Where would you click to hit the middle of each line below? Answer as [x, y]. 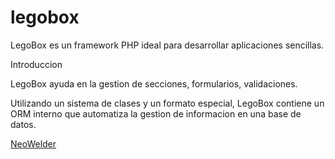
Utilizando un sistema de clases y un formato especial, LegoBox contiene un [167, 103]
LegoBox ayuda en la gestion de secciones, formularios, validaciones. [154, 83]
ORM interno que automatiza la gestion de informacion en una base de [156, 113]
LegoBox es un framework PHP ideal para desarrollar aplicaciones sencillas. [167, 45]
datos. [23, 124]
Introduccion [36, 64]
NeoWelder [33, 143]
